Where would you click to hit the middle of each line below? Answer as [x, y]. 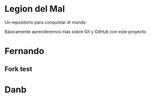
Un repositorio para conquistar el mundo [45, 22]
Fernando [24, 51]
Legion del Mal [35, 9]
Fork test [19, 69]
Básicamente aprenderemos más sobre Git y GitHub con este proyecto [75, 31]
